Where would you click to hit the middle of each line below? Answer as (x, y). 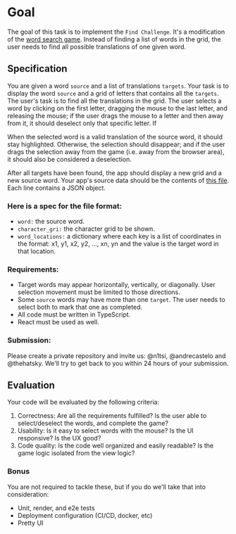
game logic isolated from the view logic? (76, 453)
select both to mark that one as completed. (80, 307)
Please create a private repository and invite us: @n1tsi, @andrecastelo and (117, 355)
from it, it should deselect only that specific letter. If (82, 123)
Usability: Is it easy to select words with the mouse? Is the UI (105, 431)
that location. (37, 251)
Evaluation (31, 385)
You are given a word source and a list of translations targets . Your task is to (118, 86)
